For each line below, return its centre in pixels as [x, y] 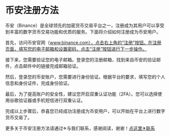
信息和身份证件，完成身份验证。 [39, 83]
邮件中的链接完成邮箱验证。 [52, 66]
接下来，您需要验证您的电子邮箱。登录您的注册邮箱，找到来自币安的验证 [81, 59]
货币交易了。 [19, 117]
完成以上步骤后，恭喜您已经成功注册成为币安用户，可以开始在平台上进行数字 [85, 111]
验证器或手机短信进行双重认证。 [52, 100]
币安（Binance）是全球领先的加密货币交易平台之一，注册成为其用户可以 [80, 25]
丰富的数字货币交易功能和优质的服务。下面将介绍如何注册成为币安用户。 [85, 31]
